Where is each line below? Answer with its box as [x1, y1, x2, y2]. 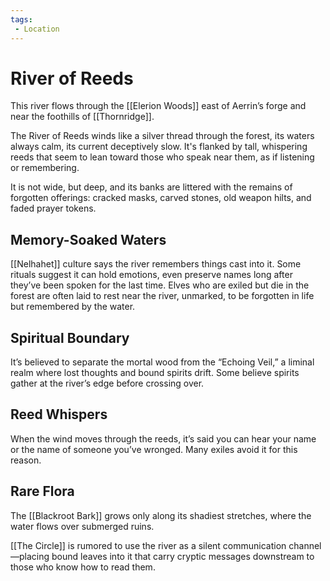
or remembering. [10, 162, 80, 174]
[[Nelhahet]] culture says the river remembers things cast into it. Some [10, 258, 302, 270]
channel [288, 539, 322, 551]
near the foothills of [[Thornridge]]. [10, 111, 155, 123]
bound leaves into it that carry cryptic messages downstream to [51, 550, 315, 562]
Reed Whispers [10, 406, 108, 423]
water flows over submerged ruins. [10, 520, 155, 532]
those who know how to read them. [10, 561, 156, 573]
